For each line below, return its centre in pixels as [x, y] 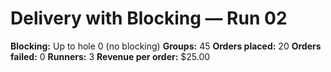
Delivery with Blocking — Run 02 [149, 18]
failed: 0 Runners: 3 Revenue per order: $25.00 [110, 56]
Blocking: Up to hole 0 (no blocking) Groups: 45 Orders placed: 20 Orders [166, 46]
